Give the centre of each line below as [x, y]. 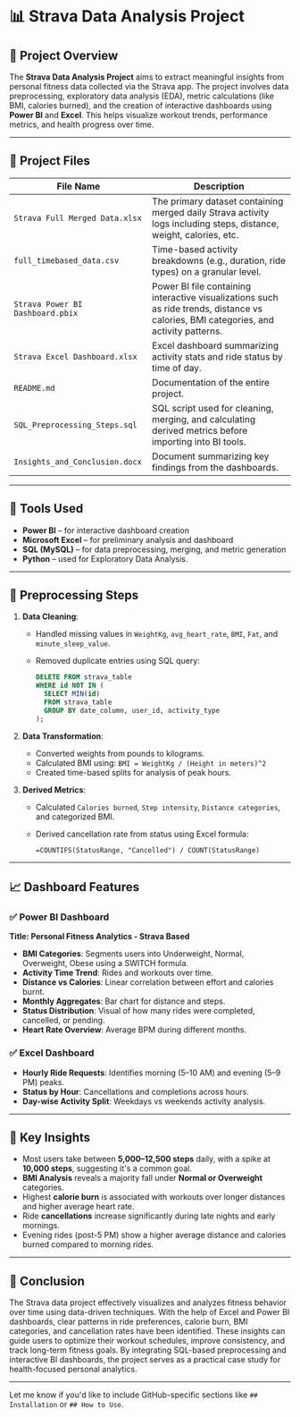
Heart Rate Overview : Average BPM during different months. [134, 1030]
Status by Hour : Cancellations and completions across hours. [136, 1091]
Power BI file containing [201, 286]
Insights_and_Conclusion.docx [78, 462]
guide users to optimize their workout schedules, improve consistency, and [147, 1341]
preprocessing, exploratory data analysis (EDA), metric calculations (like [142, 96]
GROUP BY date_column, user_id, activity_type [132, 710]
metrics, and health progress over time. [82, 124]
